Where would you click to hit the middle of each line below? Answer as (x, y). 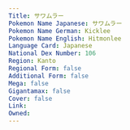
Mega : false (28, 83)
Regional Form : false (45, 69)
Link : (17, 106)
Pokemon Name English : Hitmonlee (65, 38)
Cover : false (30, 99)
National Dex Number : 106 (52, 53)
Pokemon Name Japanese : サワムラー (65, 23)
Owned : (19, 114)
